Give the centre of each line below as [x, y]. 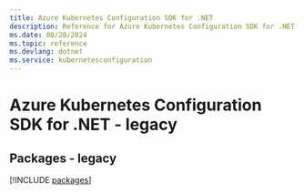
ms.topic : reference [49, 43]
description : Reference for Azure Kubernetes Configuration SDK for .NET [152, 26]
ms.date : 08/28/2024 [49, 35]
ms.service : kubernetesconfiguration [81, 60]
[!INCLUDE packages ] [51, 180]
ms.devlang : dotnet [46, 52]
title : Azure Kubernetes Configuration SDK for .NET [111, 18]
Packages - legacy [63, 158]
